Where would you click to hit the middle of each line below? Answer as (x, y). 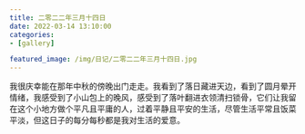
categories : (32, 34)
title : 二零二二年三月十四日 (58, 18)
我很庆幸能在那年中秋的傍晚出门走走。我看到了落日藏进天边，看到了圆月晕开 (153, 86)
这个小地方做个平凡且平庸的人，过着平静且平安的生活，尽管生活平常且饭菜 (157, 109)
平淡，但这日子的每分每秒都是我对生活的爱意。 (97, 120)
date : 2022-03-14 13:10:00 (61, 26)
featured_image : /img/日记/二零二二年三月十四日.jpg (103, 60)
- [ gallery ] (32, 43)
